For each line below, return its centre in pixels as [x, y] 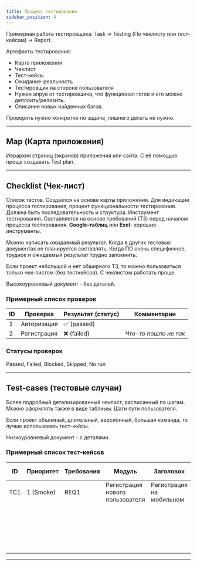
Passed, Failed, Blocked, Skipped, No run [56, 364]
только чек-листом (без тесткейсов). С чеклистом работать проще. [91, 273]
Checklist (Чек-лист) [45, 186]
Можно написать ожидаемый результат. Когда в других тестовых [89, 243]
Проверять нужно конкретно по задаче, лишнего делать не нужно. [90, 117]
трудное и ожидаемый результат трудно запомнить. [72, 255]
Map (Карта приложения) [55, 141]
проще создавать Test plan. [40, 162]
